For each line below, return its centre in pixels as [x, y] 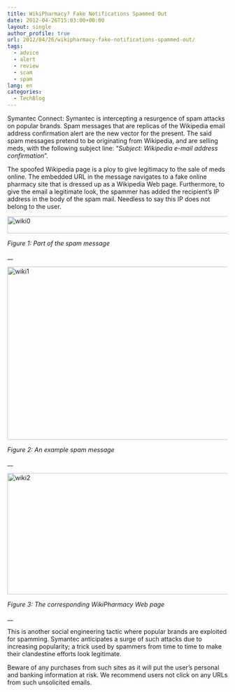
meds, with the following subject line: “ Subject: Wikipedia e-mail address [113, 148]
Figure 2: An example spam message [61, 450]
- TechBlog [29, 99]
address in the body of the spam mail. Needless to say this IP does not [109, 199]
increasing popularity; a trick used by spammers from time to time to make [115, 646]
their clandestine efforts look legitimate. [64, 654]
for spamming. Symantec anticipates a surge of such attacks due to [105, 639]
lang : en [20, 86]
